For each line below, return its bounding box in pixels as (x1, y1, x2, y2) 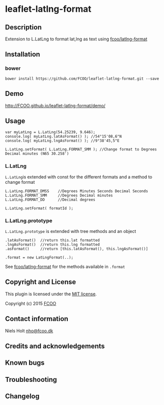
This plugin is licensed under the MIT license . (5, 291, 97, 297)
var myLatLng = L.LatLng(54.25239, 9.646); (5, 130, 96, 135)
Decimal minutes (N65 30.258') (5, 151, 69, 156)
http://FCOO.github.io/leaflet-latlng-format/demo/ (5, 102, 106, 109)
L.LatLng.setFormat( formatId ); (5, 205, 74, 211)
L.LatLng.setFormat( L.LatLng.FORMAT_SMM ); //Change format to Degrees (5, 147, 157, 152)
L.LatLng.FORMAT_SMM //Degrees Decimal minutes (5, 193, 113, 198)
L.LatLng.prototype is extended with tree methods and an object (5, 228, 137, 234)
